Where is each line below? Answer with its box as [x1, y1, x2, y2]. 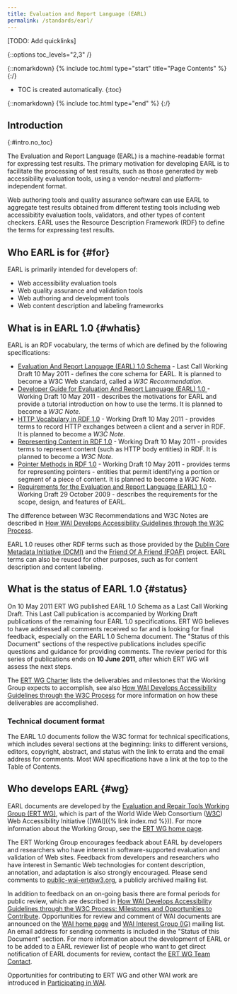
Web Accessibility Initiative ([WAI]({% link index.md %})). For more [7, 816, 202, 825]
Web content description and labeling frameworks [17, 302, 164, 310]
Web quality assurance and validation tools [17, 286, 144, 295]
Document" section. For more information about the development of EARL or [7, 934, 231, 943]
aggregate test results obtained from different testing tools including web [7, 203, 221, 212]
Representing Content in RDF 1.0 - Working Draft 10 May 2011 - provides [17, 437, 228, 446]
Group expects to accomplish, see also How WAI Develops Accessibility [7, 683, 217, 691]
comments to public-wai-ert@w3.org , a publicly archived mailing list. [7, 876, 209, 884]
